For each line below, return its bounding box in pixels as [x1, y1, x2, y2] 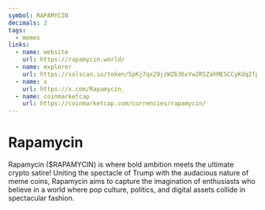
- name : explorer [15, 63, 73, 71]
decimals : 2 [8, 19, 47, 27]
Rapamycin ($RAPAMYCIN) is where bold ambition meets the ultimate [8, 159, 234, 170]
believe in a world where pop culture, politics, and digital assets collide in [8, 185, 246, 194]
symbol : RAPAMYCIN [8, 11, 69, 20]
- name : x [15, 77, 47, 85]
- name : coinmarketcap [15, 92, 90, 100]
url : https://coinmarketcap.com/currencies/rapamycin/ [22, 99, 207, 107]
